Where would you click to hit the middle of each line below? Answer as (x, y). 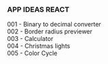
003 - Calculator (30, 39)
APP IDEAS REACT (38, 10)
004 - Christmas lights (39, 46)
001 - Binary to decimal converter (54, 25)
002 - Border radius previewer (50, 31)
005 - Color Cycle (32, 53)
